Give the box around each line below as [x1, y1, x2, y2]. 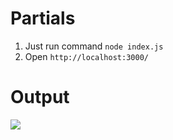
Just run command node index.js [24, 40, 164, 52]
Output [10, 86, 70, 109]
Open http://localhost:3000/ [24, 50, 149, 62]
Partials [10, 7, 76, 30]
